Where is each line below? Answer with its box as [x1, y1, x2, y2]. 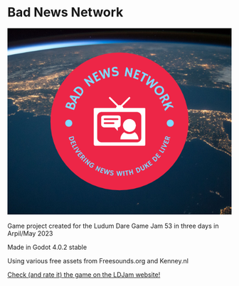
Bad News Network [7, 4, 124, 21]
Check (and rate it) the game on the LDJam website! [7, 270, 161, 279]
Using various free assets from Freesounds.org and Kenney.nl [7, 257, 188, 265]
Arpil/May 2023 [7, 229, 53, 238]
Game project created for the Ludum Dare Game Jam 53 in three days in [7, 221, 219, 231]
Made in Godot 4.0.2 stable [7, 243, 87, 252]
